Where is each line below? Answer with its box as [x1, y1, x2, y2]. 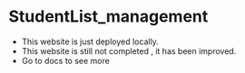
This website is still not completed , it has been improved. [21, 45, 237, 56]
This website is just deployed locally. [21, 36, 160, 47]
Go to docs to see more [21, 55, 110, 66]
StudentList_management [8, 6, 209, 27]
